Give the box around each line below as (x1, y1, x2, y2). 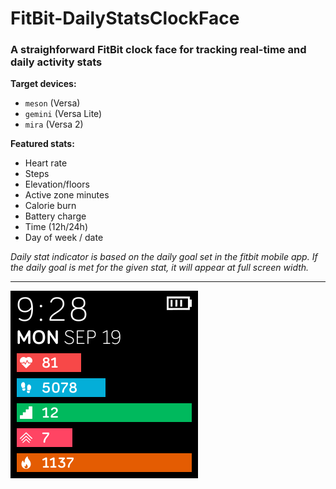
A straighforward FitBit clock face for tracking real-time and (10, 43, 307, 57)
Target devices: (10, 78, 77, 90)
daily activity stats (10, 55, 103, 69)
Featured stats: (10, 138, 75, 150)
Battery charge (24, 210, 87, 222)
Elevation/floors (24, 178, 90, 191)
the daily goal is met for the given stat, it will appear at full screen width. (10, 262, 310, 274)
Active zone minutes (24, 189, 110, 201)
